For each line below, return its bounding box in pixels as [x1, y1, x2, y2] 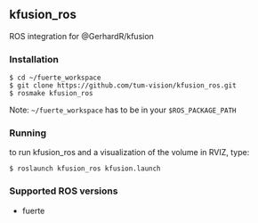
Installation [9, 53, 60, 65]
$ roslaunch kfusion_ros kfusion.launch [9, 164, 162, 173]
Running [9, 127, 47, 139]
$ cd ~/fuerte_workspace [9, 73, 101, 83]
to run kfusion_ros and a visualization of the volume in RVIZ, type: [9, 147, 250, 158]
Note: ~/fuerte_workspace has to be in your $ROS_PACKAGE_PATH [9, 104, 238, 115]
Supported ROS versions [9, 185, 118, 197]
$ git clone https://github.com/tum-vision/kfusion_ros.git [9, 81, 238, 90]
